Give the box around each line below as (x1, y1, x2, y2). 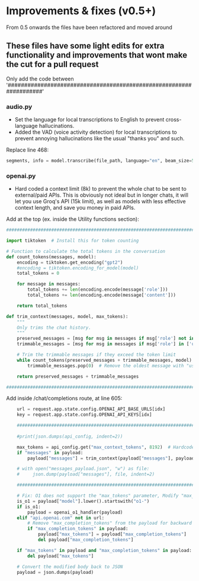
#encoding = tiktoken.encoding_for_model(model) (17, 265, 139, 271)
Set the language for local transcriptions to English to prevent (14, 116, 165, 123)
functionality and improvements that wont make (6, 50, 188, 60)
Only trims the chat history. (17, 325, 92, 330)
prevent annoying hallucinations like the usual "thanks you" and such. (14, 135, 185, 142)
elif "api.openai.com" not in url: (17, 515, 105, 521)
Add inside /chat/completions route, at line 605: (6, 395, 123, 402)
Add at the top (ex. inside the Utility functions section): (6, 216, 139, 223)
